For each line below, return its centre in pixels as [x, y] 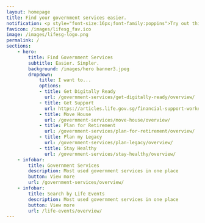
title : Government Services [64, 166]
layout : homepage [28, 12]
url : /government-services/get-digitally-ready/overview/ [120, 97]
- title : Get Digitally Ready [77, 92]
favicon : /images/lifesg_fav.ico [49, 29]
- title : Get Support [67, 103]
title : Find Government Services [71, 57]
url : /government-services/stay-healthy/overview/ [110, 154]
